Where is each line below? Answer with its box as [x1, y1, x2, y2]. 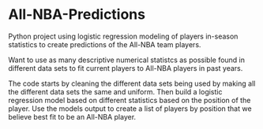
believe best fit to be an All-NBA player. [8, 112, 137, 121]
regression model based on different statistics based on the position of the [8, 95, 251, 105]
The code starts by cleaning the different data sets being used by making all [8, 79, 256, 88]
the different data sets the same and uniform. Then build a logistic [8, 87, 223, 96]
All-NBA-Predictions [8, 6, 146, 24]
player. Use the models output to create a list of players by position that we [8, 104, 252, 113]
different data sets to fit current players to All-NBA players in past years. [8, 63, 243, 72]
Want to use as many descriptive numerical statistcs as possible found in [8, 55, 246, 64]
